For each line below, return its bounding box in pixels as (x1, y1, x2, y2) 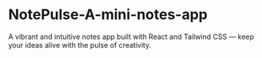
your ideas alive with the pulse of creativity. (8, 40, 152, 49)
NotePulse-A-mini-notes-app (8, 6, 208, 24)
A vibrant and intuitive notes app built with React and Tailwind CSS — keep (8, 32, 254, 41)
